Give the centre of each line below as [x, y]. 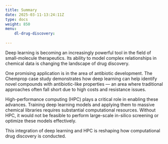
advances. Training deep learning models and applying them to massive [80, 104]
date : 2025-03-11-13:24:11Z [35, 15]
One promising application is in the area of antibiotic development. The [79, 73]
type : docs [17, 19]
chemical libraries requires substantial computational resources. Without [80, 110]
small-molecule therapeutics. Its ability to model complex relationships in [81, 58]
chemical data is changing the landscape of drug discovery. [67, 63]
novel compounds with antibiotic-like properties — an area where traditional [84, 84]
